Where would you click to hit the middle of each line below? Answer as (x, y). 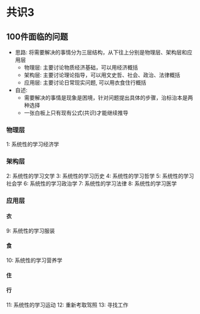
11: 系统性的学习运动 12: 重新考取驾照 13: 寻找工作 (67, 305)
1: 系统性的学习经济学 (33, 144)
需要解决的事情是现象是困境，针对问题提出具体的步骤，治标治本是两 (108, 98)
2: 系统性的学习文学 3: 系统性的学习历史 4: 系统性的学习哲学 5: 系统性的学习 (100, 175)
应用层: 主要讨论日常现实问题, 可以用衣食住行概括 (85, 83)
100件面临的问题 (37, 37)
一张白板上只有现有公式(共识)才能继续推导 (76, 113)
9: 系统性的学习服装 (31, 231)
